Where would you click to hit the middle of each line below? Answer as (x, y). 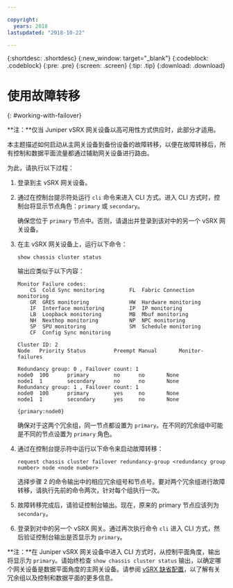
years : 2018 (31, 26)
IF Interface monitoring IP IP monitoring (106, 309)
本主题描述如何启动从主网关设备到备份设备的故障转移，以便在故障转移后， (113, 145)
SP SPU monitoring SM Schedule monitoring (115, 327)
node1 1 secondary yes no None (98, 399)
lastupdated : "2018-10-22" (46, 33)
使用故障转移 (44, 96)
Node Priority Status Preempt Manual (87, 351)
